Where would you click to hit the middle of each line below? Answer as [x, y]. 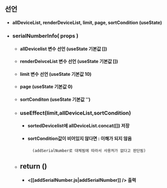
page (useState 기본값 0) [46, 87]
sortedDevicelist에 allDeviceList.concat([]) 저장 [79, 126]
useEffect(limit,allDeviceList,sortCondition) [75, 113]
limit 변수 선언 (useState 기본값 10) [56, 74]
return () [33, 166]
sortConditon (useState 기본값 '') [55, 99]
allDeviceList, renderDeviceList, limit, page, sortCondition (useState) [87, 23]
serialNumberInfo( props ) [45, 36]
